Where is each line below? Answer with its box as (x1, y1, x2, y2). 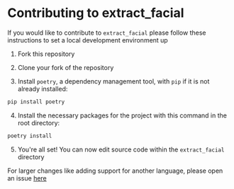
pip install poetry (7, 98, 65, 105)
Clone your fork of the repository (17, 63, 114, 71)
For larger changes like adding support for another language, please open (7, 166, 223, 175)
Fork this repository (17, 50, 75, 58)
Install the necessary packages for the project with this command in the (17, 111, 227, 120)
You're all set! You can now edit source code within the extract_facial (17, 145, 225, 154)
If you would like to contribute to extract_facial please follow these (7, 28, 206, 37)
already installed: (17, 84, 68, 93)
